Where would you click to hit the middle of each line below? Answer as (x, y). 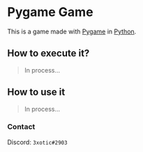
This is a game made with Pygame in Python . (72, 31)
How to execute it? (48, 53)
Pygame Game (50, 12)
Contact (21, 127)
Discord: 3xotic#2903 (37, 142)
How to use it (36, 92)
